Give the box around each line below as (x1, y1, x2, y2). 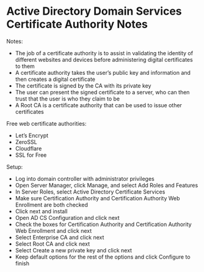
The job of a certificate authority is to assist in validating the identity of (15, 49, 194, 56)
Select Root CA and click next (15, 240, 90, 247)
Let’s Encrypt (15, 132, 49, 139)
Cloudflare (15, 145, 42, 152)
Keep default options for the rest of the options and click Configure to (15, 253, 191, 260)
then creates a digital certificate (15, 75, 96, 83)
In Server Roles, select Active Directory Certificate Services (15, 188, 166, 195)
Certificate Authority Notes (6, 17, 148, 31)
